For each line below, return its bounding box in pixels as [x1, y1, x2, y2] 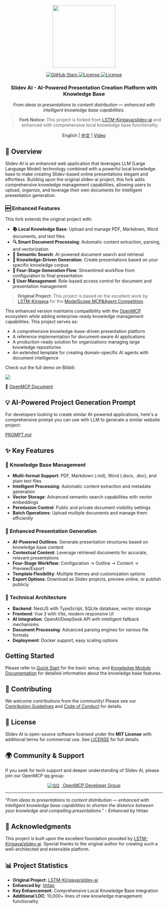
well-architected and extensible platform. [5, 846, 90, 852]
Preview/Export [12, 565, 44, 571]
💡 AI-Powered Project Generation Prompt [5, 398, 136, 406]
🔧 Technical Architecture [5, 594, 67, 601]
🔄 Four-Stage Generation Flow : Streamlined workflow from [12, 267, 135, 273]
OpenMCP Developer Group [62, 782, 121, 788]
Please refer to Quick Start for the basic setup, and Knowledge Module [5, 665, 151, 671]
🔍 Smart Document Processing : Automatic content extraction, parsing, [12, 239, 161, 245]
